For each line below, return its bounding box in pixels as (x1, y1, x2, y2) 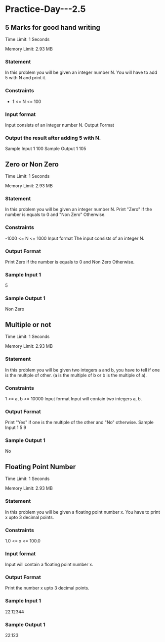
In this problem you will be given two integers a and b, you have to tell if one (5, 367, 160, 373)
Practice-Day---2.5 (5, 3, 86, 15)
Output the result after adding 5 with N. (5, 134, 101, 141)
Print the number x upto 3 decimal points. (5, 585, 90, 591)
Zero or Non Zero (5, 160, 59, 168)
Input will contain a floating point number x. (5, 561, 93, 568)
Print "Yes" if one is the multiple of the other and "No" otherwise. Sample (5, 420, 154, 426)
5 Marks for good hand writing (5, 23, 100, 32)
